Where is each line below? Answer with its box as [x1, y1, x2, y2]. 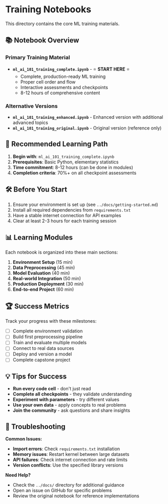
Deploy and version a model [12, 351, 72, 357]
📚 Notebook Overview [5, 36, 79, 45]
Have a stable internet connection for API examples [12, 212, 121, 218]
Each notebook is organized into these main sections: [5, 249, 118, 256]
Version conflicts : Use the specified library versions [12, 462, 124, 468]
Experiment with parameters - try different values [12, 396, 119, 403]
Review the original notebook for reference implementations [12, 493, 139, 499]
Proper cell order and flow [20, 78, 76, 85]
